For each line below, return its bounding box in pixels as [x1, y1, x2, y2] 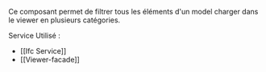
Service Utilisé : [8, 31, 60, 40]
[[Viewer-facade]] [19, 55, 81, 64]
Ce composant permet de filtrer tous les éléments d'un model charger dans [8, 7, 259, 16]
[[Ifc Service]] [19, 46, 67, 55]
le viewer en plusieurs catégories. [8, 15, 121, 25]
